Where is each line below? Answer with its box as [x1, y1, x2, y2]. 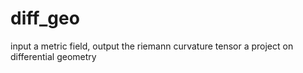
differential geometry [10, 50, 97, 62]
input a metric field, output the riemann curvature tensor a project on [10, 40, 294, 52]
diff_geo [10, 7, 80, 30]
